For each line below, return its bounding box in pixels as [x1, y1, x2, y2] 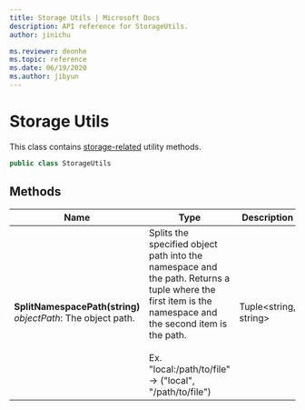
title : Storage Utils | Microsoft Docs [9, 13, 161, 23]
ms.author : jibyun [9, 72, 79, 82]
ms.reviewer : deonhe [9, 46, 88, 55]
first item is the [148, 295, 212, 307]
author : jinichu [9, 30, 71, 39]
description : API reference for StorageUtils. [9, 22, 189, 31]
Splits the [148, 226, 189, 239]
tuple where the [148, 283, 216, 295]
